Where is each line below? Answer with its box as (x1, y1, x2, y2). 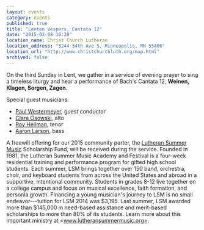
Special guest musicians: (6, 96, 69, 103)
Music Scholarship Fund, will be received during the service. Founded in (6, 145, 188, 153)
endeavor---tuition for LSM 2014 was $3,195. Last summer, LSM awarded (6, 197, 191, 204)
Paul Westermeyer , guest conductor (15, 107, 106, 115)
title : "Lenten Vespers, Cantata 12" (6, 26, 103, 32)
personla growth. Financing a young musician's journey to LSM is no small (6, 190, 194, 198)
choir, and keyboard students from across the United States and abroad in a (6, 171, 197, 179)
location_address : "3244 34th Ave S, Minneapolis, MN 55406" (6, 43, 166, 49)
